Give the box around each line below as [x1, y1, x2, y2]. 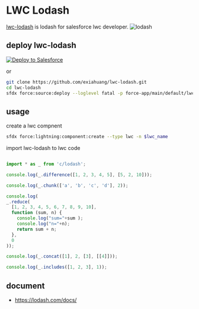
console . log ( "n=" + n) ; [17, 221, 70, 227]
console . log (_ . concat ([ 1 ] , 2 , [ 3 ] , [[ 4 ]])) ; [6, 253, 118, 260]
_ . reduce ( [6, 199, 31, 205]
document [6, 281, 45, 291]
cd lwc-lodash [6, 84, 41, 91]
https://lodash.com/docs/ [14, 297, 77, 303]
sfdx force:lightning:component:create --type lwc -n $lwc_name [6, 134, 168, 140]
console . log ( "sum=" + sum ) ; [17, 215, 84, 221]
